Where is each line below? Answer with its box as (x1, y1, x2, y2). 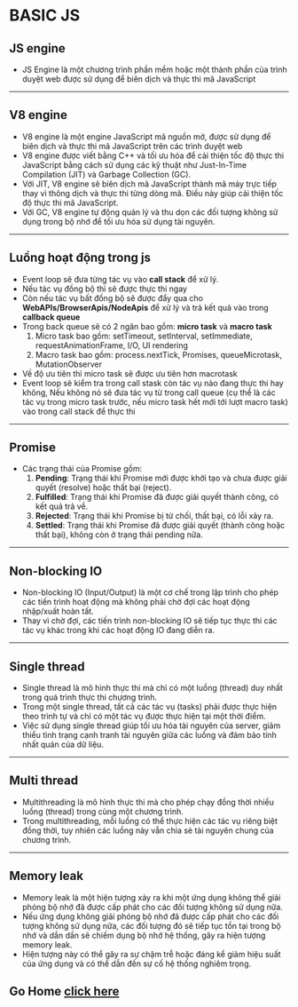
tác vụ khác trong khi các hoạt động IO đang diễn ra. (21, 625, 216, 636)
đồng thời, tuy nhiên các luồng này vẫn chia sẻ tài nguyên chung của (21, 825, 274, 836)
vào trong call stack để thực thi (21, 406, 136, 416)
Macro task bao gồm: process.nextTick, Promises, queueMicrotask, (35, 349, 282, 360)
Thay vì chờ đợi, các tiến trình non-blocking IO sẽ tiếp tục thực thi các (21, 615, 278, 626)
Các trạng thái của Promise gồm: (21, 464, 143, 474)
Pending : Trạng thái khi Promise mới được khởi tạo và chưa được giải (35, 472, 287, 484)
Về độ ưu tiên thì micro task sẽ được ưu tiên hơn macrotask (21, 368, 238, 378)
